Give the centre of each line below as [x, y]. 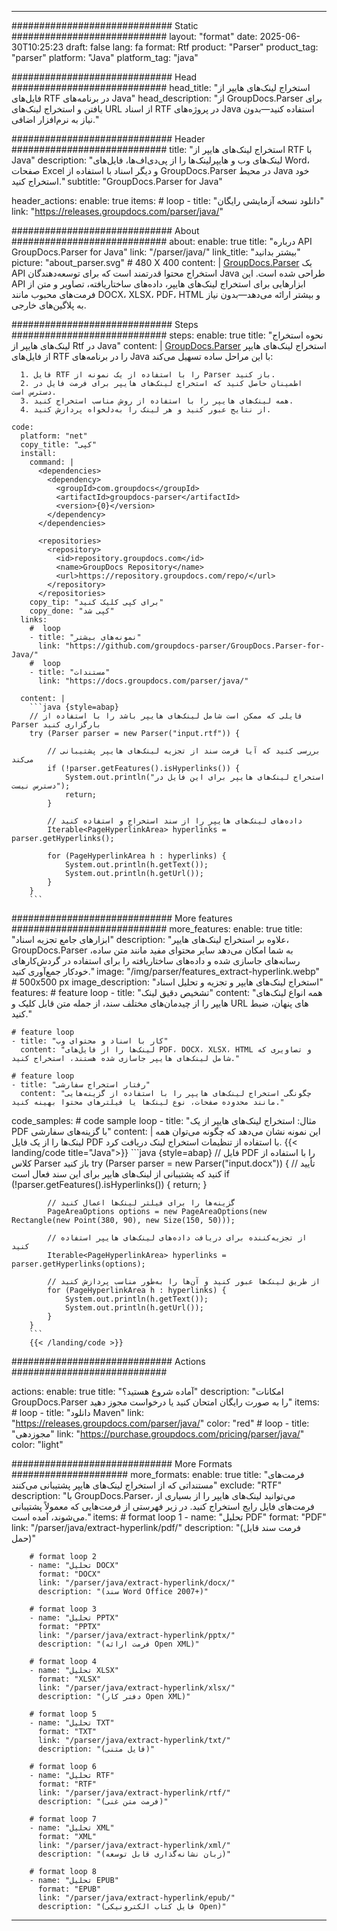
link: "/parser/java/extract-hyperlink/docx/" [136, 1583]
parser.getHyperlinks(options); [78, 1264]
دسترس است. [34, 392]
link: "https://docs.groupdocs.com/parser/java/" [143, 681]
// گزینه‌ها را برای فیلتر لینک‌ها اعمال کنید [141, 1203]
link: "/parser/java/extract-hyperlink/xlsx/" [136, 1688]
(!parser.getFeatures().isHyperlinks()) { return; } [109, 1184]
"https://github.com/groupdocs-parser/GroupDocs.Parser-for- [195, 646]
